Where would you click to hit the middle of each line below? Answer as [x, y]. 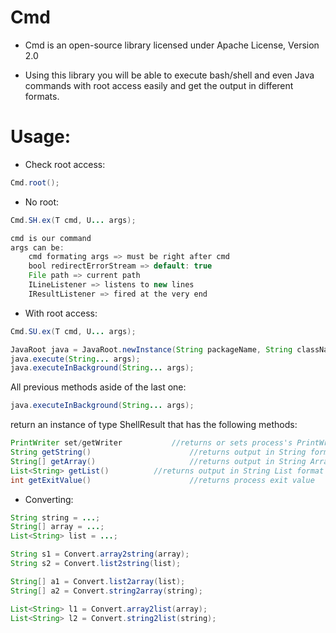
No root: [42, 202]
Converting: [49, 499]
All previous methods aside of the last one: [98, 387]
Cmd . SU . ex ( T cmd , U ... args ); [73, 331]
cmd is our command [51, 238]
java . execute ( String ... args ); [75, 359]
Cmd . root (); [35, 182]
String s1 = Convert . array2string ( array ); [100, 554]
